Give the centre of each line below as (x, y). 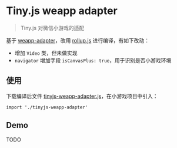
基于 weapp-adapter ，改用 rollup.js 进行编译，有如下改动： (78, 40)
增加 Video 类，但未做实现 (46, 53)
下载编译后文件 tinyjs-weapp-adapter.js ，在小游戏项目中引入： (82, 96)
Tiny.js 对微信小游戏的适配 (52, 28)
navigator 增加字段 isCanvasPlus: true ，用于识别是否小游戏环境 (93, 60)
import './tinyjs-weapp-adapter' (47, 107)
